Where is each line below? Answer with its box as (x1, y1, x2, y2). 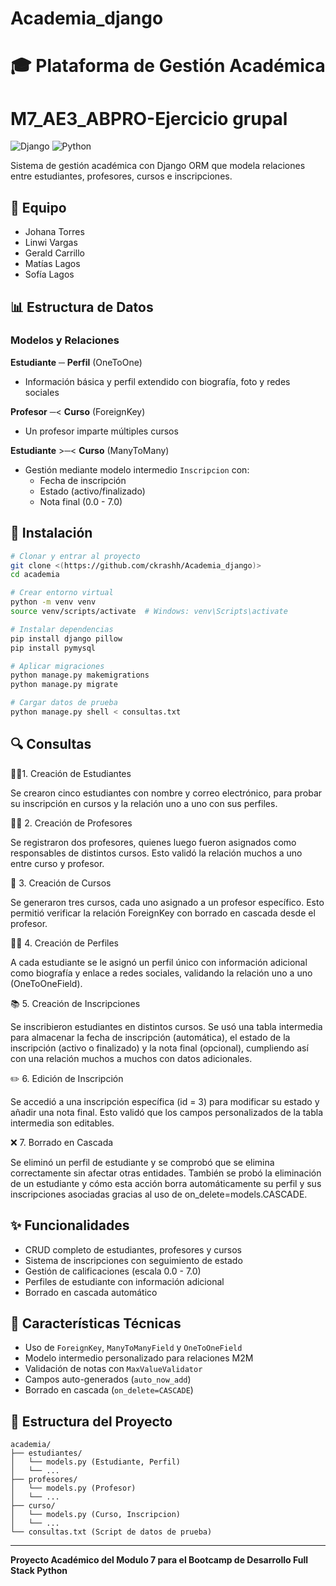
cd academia (10, 570, 60, 580)
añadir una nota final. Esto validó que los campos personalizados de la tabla (10, 1106, 324, 1118)
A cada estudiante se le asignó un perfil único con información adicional (10, 956, 308, 968)
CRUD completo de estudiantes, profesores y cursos (24, 1243, 242, 1256)
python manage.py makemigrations (10, 670, 150, 681)
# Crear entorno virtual (10, 588, 114, 598)
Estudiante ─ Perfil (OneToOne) (10, 356, 143, 368)
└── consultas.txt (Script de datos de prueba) (10, 1527, 213, 1537)
